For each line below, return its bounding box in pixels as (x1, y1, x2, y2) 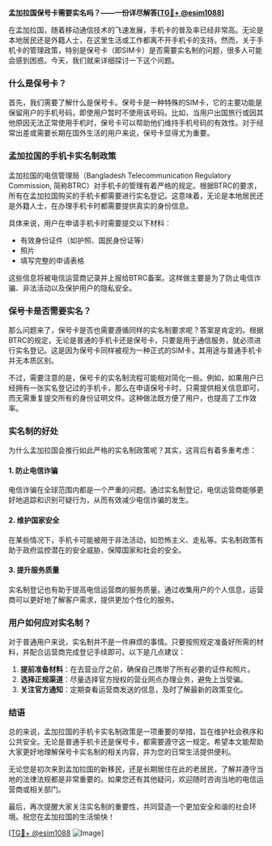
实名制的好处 (8, 425, 59, 436)
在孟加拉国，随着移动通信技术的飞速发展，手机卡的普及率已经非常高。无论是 (8, 25, 264, 35)
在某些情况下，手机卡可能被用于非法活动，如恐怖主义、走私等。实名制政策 (8, 535, 257, 544)
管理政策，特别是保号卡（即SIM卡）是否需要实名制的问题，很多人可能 (29, 45, 263, 55)
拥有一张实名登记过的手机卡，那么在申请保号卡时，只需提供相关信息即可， (15, 383, 264, 393)
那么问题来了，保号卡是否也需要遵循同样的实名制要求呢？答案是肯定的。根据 (8, 324, 264, 335)
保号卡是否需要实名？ (8, 305, 91, 316)
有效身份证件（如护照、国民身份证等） (19, 235, 148, 245)
